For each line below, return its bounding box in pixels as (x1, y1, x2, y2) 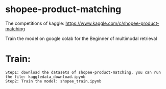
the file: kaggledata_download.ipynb (5, 74, 86, 79)
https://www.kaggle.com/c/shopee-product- (65, 20, 159, 26)
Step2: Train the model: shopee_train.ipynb (5, 78, 102, 84)
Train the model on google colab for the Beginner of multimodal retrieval (5, 35, 157, 41)
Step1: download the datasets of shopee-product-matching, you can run (5, 70, 161, 75)
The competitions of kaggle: (5, 20, 65, 26)
